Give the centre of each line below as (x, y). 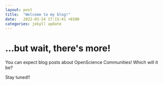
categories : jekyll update (33, 24)
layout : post (19, 10)
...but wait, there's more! (58, 48)
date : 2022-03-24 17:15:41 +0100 (42, 19)
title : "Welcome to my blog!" (38, 14)
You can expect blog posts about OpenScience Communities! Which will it (82, 62)
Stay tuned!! (18, 77)
